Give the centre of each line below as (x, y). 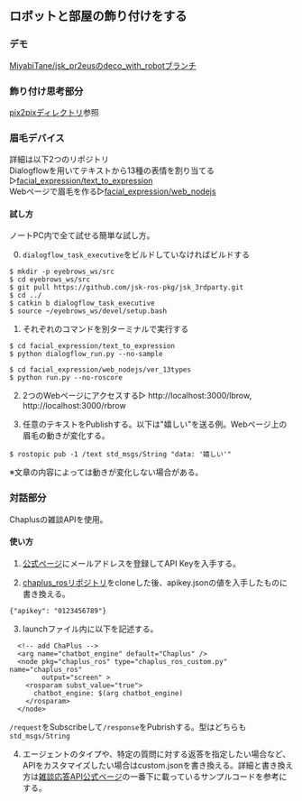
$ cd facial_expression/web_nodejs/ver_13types (101, 370)
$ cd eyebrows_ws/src (50, 280)
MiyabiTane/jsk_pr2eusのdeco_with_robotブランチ (103, 65)
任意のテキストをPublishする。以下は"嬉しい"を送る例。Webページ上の (155, 424)
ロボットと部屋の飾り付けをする (98, 16)
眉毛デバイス (37, 138)
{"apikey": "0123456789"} (58, 611)
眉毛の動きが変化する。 (66, 436)
